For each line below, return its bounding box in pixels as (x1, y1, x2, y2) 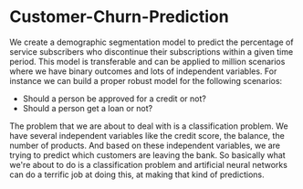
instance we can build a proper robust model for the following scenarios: (9, 75, 283, 86)
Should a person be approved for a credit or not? (22, 93, 207, 104)
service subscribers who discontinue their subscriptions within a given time (9, 46, 294, 57)
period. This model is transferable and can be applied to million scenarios (9, 56, 286, 67)
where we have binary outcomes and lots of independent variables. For (9, 66, 277, 77)
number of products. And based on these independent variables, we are (9, 140, 281, 151)
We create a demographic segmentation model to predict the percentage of (9, 37, 294, 47)
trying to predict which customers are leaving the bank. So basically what (9, 149, 286, 161)
